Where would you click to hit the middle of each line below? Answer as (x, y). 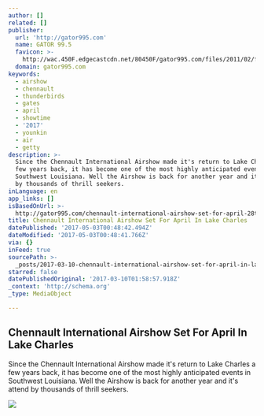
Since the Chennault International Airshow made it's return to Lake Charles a (132, 364)
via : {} (21, 243)
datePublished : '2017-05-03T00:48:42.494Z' (81, 228)
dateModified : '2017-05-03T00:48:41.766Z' (79, 236)
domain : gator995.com (51, 67)
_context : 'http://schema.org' (59, 287)
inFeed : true (29, 250)
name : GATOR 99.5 (44, 45)
